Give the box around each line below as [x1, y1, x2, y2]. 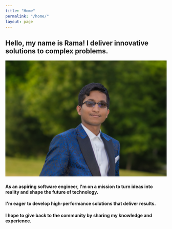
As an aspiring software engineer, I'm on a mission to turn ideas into [5, 183, 153, 190]
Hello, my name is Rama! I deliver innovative [5, 38, 149, 47]
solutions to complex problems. [5, 47, 109, 55]
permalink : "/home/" [5, 13, 50, 19]
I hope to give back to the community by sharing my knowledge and [5, 212, 153, 218]
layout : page [5, 19, 33, 24]
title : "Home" [5, 8, 36, 13]
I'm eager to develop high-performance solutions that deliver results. [5, 200, 156, 207]
